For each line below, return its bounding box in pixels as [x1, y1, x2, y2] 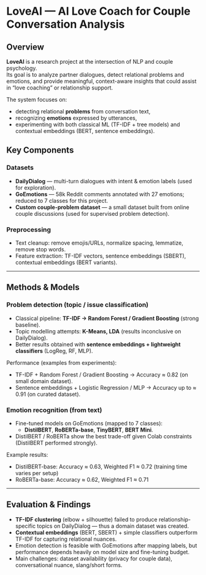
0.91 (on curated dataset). [15, 390, 81, 398]
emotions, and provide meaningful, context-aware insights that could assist [6, 78, 197, 85]
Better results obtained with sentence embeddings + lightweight [15, 340, 181, 348]
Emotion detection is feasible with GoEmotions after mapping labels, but [15, 541, 197, 549]
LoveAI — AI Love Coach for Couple [6, 4, 191, 18]
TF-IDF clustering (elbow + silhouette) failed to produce [15, 516, 158, 523]
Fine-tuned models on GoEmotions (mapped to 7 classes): [15, 419, 163, 427]
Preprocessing [6, 225, 51, 234]
